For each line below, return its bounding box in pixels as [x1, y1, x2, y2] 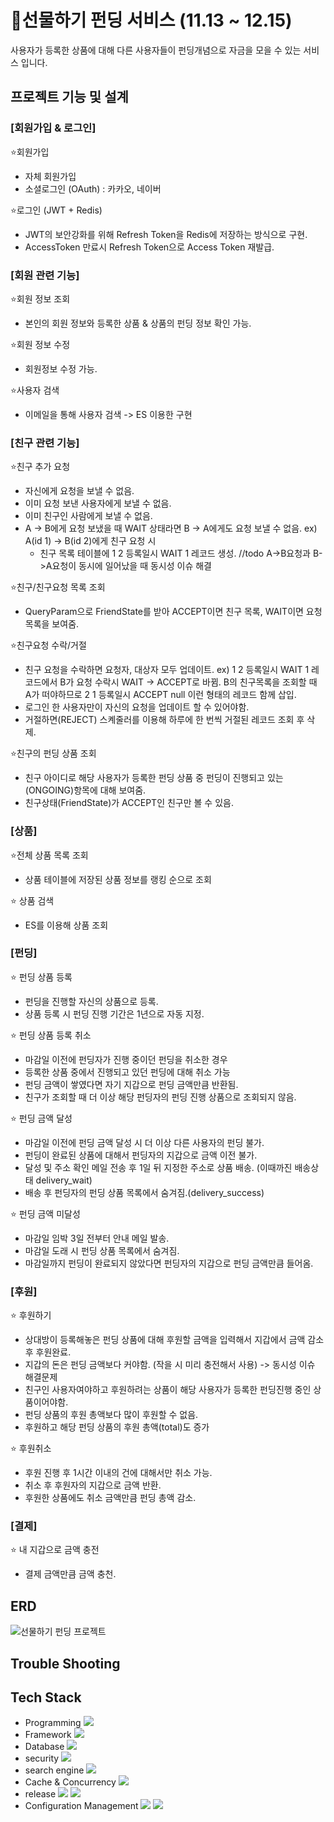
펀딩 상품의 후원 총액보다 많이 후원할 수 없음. [24, 1409, 199, 1421]
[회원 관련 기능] [10, 268, 80, 282]
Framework [24, 1729, 72, 1741]
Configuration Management [24, 1800, 139, 1812]
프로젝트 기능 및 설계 [10, 89, 129, 106]
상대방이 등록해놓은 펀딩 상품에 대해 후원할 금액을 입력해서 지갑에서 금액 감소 [24, 1334, 325, 1346]
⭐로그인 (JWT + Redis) [10, 204, 103, 216]
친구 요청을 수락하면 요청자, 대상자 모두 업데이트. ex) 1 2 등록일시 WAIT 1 [24, 664, 310, 676]
